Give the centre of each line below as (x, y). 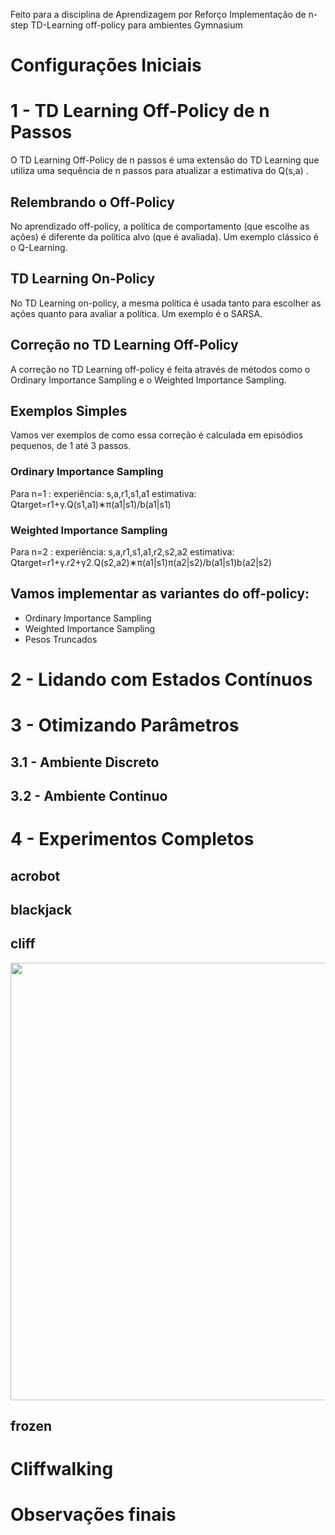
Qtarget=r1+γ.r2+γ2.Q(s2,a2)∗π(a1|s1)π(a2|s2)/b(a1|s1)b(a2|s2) (141, 562)
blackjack (41, 909)
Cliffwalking (62, 1469)
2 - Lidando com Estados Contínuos (161, 679)
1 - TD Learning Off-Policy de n (140, 111)
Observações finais (93, 1515)
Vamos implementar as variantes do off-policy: (160, 594)
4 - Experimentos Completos (132, 839)
